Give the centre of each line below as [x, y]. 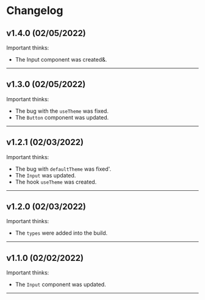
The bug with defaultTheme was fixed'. [63, 169]
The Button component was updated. [62, 117]
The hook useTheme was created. [56, 182]
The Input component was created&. [61, 59]
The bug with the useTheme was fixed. [62, 111]
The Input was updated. [45, 175]
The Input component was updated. [60, 285]
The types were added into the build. [61, 233]
